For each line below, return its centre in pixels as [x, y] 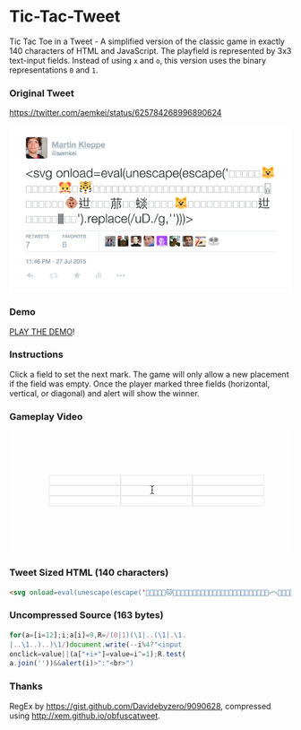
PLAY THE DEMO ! [42, 331]
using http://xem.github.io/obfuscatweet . [85, 716]
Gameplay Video [46, 416]
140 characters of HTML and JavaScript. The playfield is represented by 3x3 [150, 50]
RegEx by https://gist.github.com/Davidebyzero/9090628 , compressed [140, 706]
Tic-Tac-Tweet [65, 17]
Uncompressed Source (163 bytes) [86, 615]
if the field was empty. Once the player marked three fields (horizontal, [140, 384]
